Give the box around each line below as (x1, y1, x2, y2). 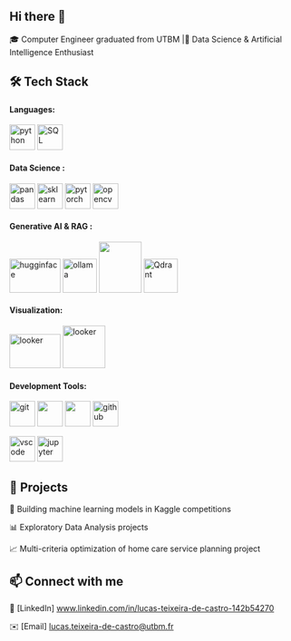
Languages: (9, 103, 56, 114)
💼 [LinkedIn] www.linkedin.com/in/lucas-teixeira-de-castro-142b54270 (9, 602, 275, 613)
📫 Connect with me (9, 574, 124, 589)
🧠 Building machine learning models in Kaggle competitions (9, 504, 231, 515)
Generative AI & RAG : (9, 221, 93, 232)
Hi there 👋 (9, 9, 66, 24)
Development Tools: (9, 380, 87, 391)
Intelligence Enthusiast (9, 46, 94, 57)
